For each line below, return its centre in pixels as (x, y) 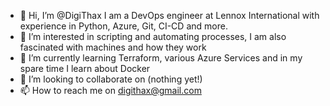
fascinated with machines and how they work (113, 47)
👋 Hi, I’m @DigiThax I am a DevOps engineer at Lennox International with (169, 15)
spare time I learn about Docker (85, 68)
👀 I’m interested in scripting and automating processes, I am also (153, 36)
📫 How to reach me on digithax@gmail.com (110, 90)
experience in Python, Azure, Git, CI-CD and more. (123, 26)
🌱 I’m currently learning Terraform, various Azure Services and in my (161, 58)
